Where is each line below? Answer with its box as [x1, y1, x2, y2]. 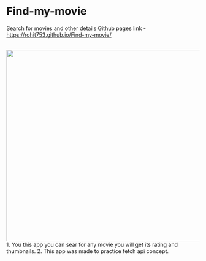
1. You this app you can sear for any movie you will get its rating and [6, 241, 178, 248]
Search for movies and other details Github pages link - [6, 25, 146, 32]
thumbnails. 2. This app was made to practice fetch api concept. [6, 247, 169, 255]
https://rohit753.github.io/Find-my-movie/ [6, 31, 112, 38]
